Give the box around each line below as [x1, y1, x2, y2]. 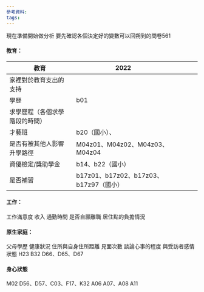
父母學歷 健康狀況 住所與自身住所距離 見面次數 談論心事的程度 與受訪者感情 [6, 243, 195, 250]
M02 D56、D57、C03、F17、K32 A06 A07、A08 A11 [6, 280, 138, 287]
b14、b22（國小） [75, 160, 131, 168]
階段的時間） [9, 117, 47, 125]
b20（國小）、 [75, 128, 115, 137]
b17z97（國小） [75, 180, 124, 189]
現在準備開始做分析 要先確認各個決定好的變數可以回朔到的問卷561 [6, 32, 171, 39]
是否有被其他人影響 [9, 139, 65, 148]
